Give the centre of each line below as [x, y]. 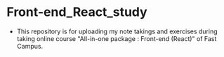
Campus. [30, 46]
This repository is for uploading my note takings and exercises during [117, 31]
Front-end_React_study [77, 12]
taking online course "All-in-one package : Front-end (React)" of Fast [117, 38]
